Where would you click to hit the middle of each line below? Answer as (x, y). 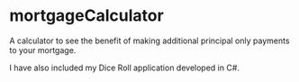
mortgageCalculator (86, 16)
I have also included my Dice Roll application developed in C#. (125, 68)
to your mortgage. (43, 50)
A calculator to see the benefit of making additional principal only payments (149, 41)
